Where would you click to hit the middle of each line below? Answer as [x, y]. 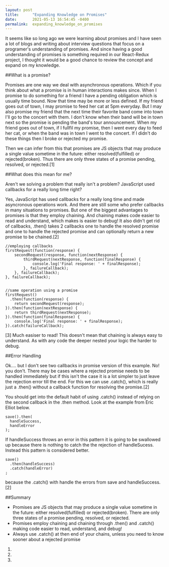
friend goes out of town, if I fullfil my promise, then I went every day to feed [84, 128]
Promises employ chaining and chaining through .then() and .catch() [83, 524]
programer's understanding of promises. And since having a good [74, 49]
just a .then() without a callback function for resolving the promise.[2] [77, 387]
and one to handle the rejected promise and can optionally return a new [79, 232]
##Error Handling [23, 356]
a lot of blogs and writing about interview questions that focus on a [75, 44]
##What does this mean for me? [39, 175]
